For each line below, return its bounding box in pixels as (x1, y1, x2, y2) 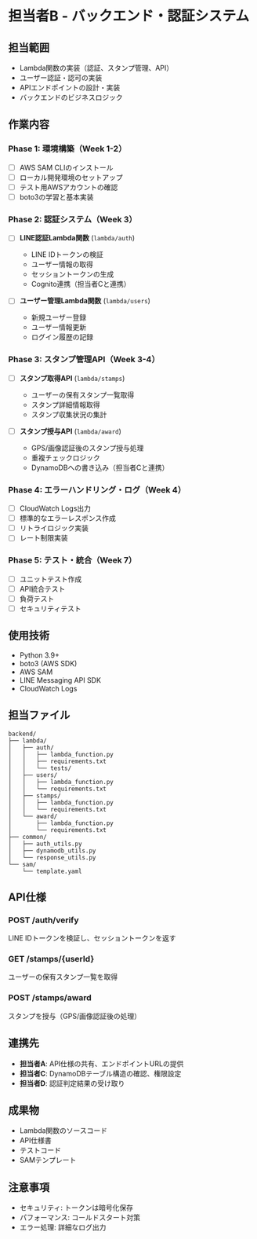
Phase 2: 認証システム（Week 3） (8, 214, 137, 225)
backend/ (8, 730, 37, 738)
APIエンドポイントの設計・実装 (19, 83, 121, 92)
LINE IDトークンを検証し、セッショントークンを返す (8, 933, 176, 943)
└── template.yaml (22, 867, 82, 875)
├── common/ (8, 833, 47, 841)
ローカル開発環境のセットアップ (19, 172, 123, 181)
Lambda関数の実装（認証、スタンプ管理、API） (19, 64, 174, 72)
